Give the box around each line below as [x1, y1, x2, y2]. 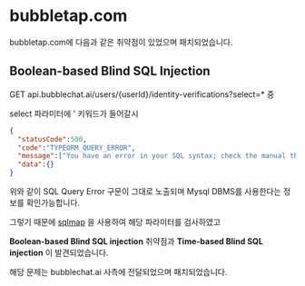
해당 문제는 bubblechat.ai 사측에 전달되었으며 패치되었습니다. [9, 267, 228, 277]
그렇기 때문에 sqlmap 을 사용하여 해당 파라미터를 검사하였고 [9, 217, 221, 227]
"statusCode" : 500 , [17, 134, 88, 143]
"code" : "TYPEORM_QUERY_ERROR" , [17, 143, 136, 153]
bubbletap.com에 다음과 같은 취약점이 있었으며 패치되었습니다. [9, 36, 233, 47]
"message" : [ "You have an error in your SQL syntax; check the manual [17, 152, 286, 161]
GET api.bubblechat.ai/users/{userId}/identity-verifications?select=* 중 [9, 88, 275, 100]
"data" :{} [17, 160, 54, 169]
